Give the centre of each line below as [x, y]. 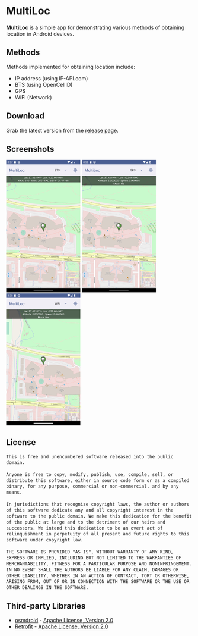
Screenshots [30, 149]
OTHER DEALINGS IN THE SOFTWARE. [47, 588]
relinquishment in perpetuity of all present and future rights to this [98, 534]
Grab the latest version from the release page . [62, 130]
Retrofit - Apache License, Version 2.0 [61, 626]
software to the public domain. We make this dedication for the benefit [99, 516]
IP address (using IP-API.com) [51, 78]
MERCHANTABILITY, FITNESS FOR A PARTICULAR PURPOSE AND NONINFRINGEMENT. [99, 564]
